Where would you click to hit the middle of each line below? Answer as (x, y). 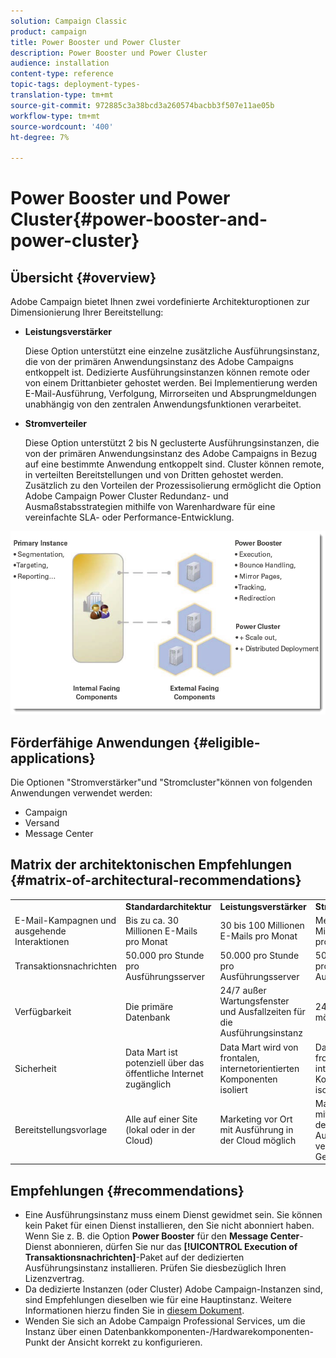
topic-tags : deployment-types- (75, 85)
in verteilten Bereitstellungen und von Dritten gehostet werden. (154, 475)
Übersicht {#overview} (83, 277)
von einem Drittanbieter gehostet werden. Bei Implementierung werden (171, 383)
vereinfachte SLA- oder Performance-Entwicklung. (129, 517)
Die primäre (149, 1006)
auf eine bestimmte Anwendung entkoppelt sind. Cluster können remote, (174, 464)
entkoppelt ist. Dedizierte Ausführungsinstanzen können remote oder (167, 372)
